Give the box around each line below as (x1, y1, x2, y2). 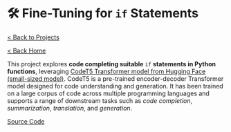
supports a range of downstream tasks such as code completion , (7, 96, 193, 104)
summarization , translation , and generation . (7, 104, 133, 112)
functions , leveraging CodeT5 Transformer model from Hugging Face (7, 67, 206, 75)
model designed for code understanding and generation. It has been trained (7, 82, 223, 90)
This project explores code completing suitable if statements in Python (7, 59, 216, 68)
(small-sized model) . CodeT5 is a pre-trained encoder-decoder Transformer (7, 74, 224, 83)
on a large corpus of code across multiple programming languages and (7, 89, 210, 97)
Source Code (7, 117, 45, 125)
